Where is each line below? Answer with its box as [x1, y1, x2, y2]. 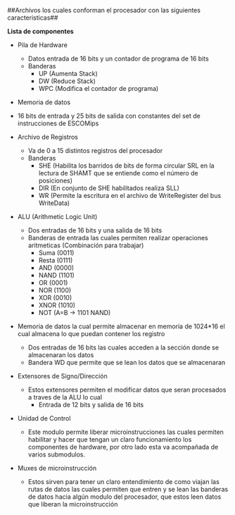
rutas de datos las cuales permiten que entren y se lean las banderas [27, 485, 229, 493]
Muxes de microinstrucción [17, 464, 97, 472]
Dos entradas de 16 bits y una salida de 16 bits [27, 226, 163, 235]
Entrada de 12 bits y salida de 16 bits [38, 401, 144, 409]
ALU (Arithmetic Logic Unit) [17, 213, 98, 221]
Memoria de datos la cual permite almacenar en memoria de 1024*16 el [17, 322, 225, 330]
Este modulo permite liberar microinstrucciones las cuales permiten [27, 428, 224, 436]
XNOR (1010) [38, 301, 76, 309]
